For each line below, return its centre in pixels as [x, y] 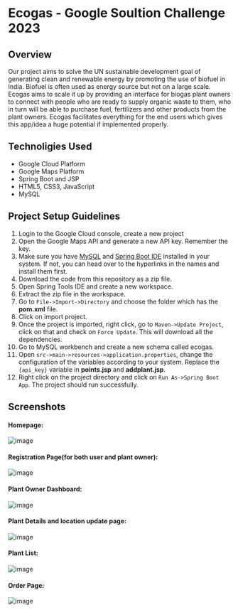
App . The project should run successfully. [78, 385]
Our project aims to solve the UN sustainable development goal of [104, 71]
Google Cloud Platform [52, 163]
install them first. [43, 271]
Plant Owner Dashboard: [45, 489]
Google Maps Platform [51, 171]
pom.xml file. [38, 309]
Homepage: [26, 425]
